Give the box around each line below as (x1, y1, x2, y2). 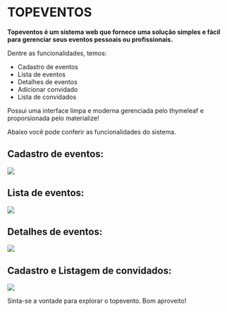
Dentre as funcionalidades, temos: (7, 49, 107, 57)
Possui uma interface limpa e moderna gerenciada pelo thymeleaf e (7, 106, 204, 115)
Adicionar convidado (17, 85, 78, 93)
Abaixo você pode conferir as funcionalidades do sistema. (7, 127, 176, 136)
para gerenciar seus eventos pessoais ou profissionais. (7, 35, 173, 43)
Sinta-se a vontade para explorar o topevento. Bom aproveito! (7, 296, 187, 305)
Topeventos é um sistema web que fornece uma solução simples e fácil (7, 28, 221, 36)
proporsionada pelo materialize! (7, 114, 100, 122)
